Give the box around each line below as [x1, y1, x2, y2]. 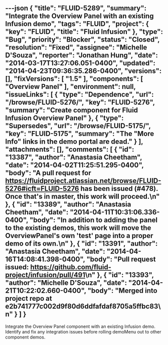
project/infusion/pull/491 [5, 271, 86, 279]
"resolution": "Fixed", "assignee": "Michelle [5, 43, 147, 52]
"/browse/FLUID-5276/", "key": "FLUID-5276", [5, 98, 155, 107]
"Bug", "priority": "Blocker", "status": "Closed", [5, 35, 160, 44]
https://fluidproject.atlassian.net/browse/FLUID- [5, 177, 161, 185]
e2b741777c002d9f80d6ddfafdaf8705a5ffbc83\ [5, 302, 161, 311]
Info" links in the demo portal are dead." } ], [5, 138, 143, 146]
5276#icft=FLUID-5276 [5, 184, 79, 193]
